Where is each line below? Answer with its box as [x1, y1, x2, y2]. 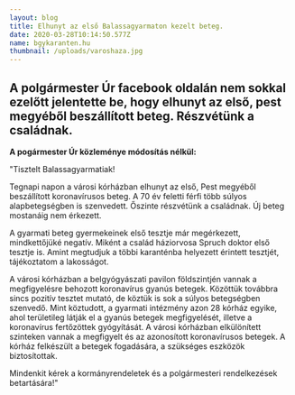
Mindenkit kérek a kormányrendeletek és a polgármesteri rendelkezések [9, 367, 278, 379]
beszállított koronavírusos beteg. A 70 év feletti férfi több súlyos [9, 190, 247, 201]
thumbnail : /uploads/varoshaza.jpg [9, 47, 143, 56]
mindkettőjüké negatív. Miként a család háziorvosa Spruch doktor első [9, 236, 271, 248]
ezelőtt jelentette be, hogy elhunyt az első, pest [9, 94, 282, 109]
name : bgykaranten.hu [9, 38, 91, 48]
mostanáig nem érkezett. [9, 209, 102, 221]
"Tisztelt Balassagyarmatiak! [9, 163, 115, 174]
